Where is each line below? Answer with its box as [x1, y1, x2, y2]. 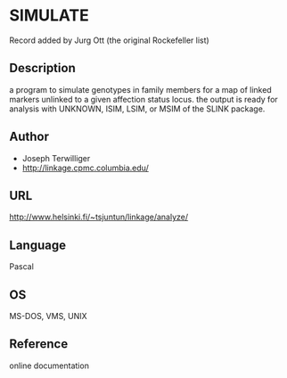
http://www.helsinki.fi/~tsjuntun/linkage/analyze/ [9, 211, 189, 223]
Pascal [9, 261, 34, 272]
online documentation [9, 360, 89, 371]
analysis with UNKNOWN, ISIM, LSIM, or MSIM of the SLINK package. [9, 103, 266, 114]
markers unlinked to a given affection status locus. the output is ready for [9, 94, 278, 104]
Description [9, 61, 76, 76]
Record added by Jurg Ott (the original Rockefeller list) [9, 35, 209, 45]
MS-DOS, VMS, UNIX [9, 311, 87, 321]
